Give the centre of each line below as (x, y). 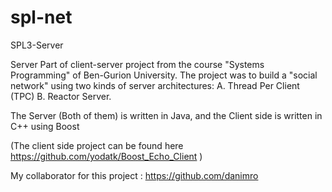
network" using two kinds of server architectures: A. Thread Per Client (155, 85)
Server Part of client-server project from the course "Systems (137, 64)
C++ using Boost (45, 126)
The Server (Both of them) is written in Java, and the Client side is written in (166, 115)
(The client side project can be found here (97, 145)
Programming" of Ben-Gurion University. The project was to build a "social (164, 75)
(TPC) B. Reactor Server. (61, 96)
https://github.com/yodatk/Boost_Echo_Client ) (106, 156)
